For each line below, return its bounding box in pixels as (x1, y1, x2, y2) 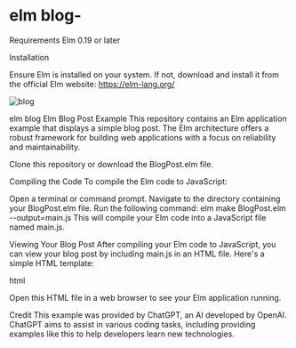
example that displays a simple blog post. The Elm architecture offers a (9, 122, 269, 134)
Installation (9, 52, 50, 62)
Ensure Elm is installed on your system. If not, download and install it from (9, 69, 280, 80)
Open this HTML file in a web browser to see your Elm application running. (9, 292, 282, 303)
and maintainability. (9, 142, 81, 152)
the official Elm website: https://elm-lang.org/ (9, 78, 175, 89)
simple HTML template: (9, 257, 95, 268)
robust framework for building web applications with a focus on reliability (9, 132, 276, 142)
